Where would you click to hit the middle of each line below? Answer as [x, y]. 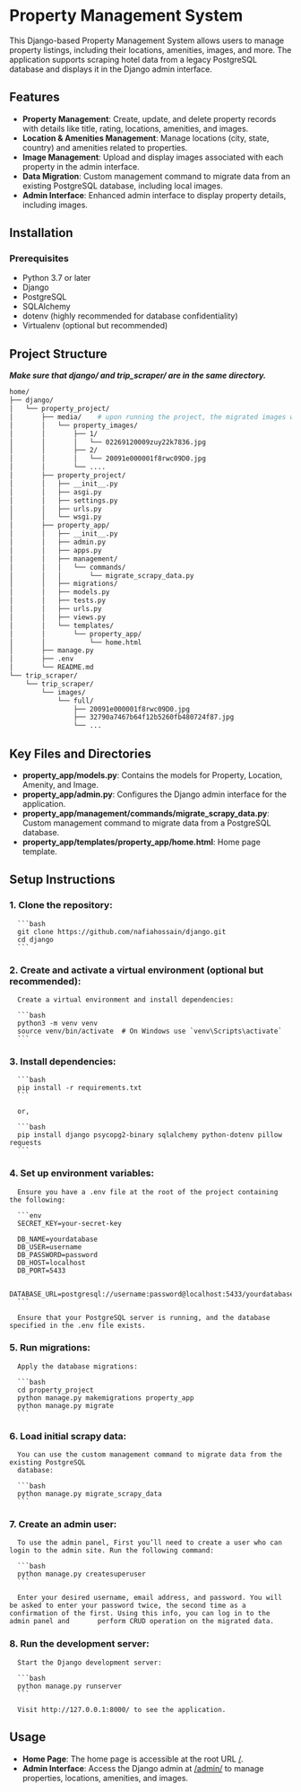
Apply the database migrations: [78, 1366]
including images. [55, 205]
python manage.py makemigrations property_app [106, 1398]
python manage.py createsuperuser [82, 1574]
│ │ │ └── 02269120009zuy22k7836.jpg [107, 442]
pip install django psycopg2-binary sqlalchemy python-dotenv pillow [150, 1135]
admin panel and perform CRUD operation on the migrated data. [142, 1622]
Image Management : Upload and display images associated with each [153, 157]
